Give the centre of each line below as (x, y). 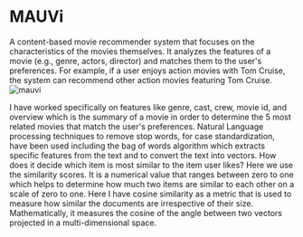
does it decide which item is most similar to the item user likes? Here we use (151, 165)
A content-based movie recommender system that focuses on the (132, 42)
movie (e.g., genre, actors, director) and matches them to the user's (136, 61)
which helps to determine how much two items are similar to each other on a (152, 184)
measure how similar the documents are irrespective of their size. (132, 203)
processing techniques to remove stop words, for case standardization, (142, 136)
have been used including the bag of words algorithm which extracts (137, 146)
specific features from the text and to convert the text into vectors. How (143, 155)
